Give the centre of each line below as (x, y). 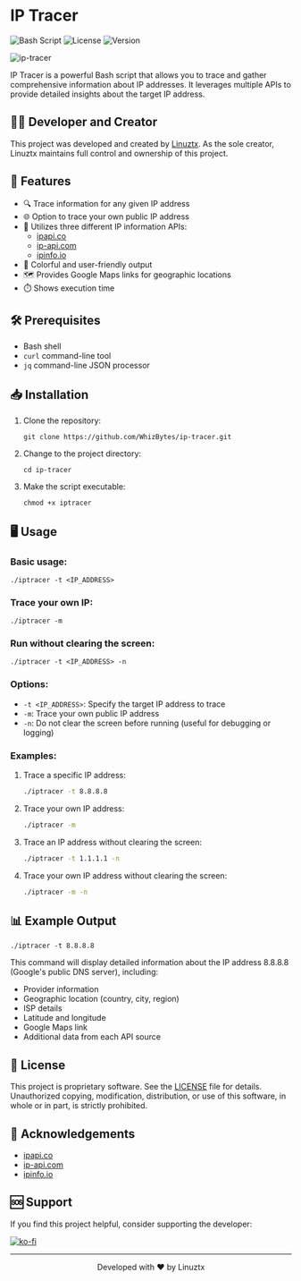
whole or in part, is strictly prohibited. (79, 1106)
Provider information (61, 989)
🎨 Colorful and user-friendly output (88, 264)
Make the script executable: (74, 487)
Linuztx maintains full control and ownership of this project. (119, 153)
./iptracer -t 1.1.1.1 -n (71, 858)
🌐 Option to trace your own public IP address (106, 216)
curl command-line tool (67, 356)
